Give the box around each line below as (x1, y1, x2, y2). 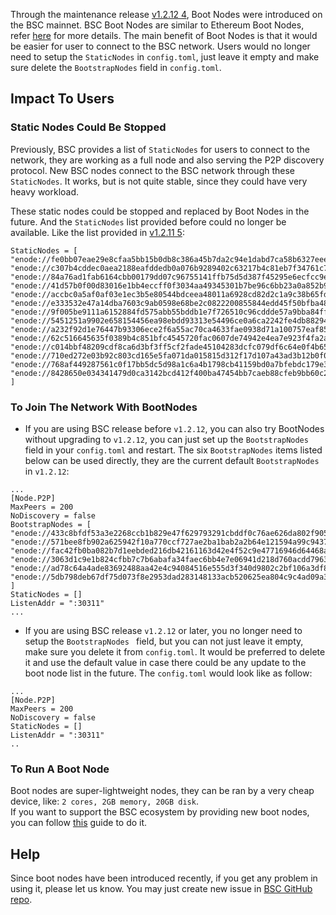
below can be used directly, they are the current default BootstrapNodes (24, 454, 320, 466)
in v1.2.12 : (24, 465, 70, 477)
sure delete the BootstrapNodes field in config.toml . (10, 62, 222, 73)
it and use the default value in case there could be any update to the (24, 656, 307, 668)
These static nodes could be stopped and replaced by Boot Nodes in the (10, 205, 310, 217)
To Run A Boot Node (10, 762, 110, 776)
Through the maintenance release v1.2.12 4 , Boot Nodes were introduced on (10, 9, 323, 20)
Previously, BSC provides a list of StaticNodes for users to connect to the (10, 143, 310, 155)
